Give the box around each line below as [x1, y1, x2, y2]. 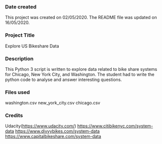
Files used [5, 89, 30, 96]
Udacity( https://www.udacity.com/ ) [5, 123, 77, 129]
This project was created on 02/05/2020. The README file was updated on [5, 15, 157, 21]
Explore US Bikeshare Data [5, 43, 60, 49]
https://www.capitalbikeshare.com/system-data [5, 133, 101, 140]
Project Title [5, 32, 35, 39]
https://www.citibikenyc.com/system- [77, 123, 153, 129]
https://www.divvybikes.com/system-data [15, 128, 100, 134]
